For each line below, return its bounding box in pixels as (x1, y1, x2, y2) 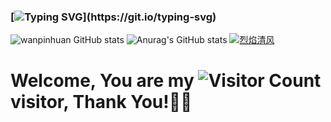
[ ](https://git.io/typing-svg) (10, 10, 217, 24)
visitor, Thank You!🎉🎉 (10, 91, 193, 114)
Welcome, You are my (10, 70, 195, 92)
